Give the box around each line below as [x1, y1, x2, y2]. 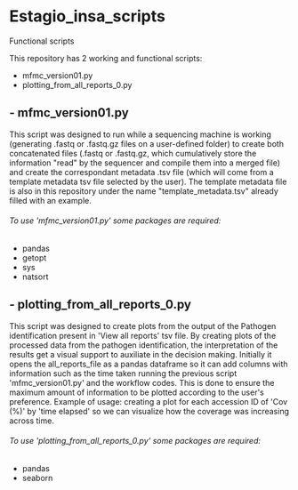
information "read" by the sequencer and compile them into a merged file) [9, 157, 281, 168]
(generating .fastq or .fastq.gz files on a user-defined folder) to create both [9, 138, 285, 149]
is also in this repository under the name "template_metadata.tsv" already [9, 185, 278, 197]
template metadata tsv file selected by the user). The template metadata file [9, 176, 287, 187]
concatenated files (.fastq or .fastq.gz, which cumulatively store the [9, 148, 257, 158]
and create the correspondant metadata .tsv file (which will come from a [9, 166, 274, 177]
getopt [21, 252, 47, 263]
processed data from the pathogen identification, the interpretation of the [9, 340, 278, 350]
